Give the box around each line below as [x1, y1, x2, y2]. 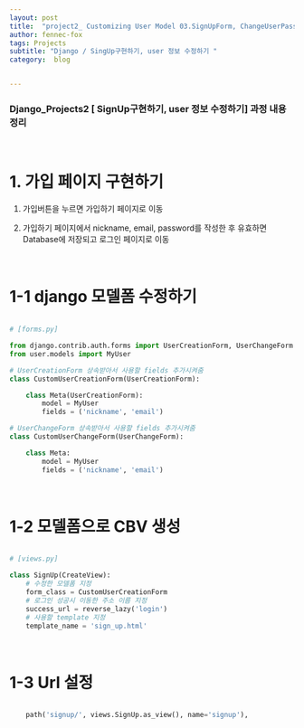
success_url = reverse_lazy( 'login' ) [25, 604, 168, 613]
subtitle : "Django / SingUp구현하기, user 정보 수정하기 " [9, 47, 218, 56]
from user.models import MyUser [9, 349, 131, 358]
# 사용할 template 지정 [25, 612, 106, 622]
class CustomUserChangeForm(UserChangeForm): [9, 432, 184, 441]
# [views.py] [9, 554, 59, 563]
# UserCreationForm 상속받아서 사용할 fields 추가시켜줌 [9, 365, 204, 375]
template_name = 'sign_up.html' [25, 621, 147, 630]
